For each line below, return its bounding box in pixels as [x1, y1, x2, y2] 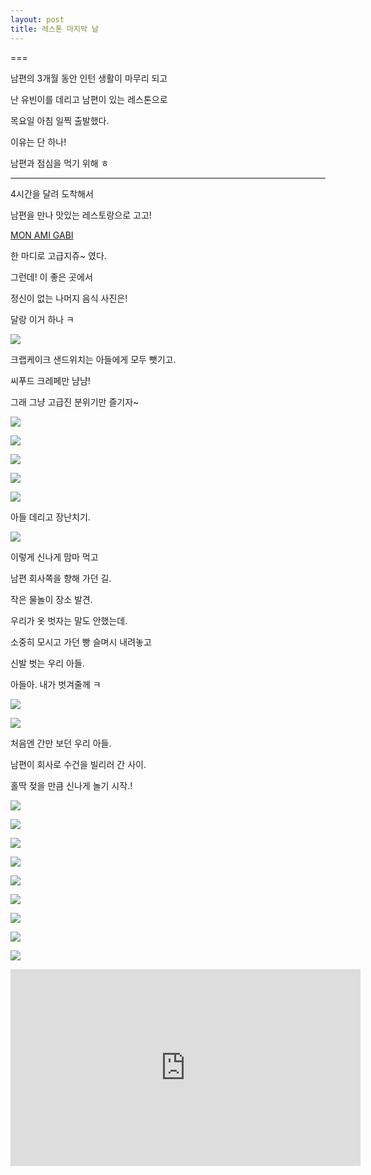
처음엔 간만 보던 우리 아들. [10, 737, 112, 749]
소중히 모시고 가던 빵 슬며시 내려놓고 [10, 636, 152, 648]
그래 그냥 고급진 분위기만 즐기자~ [10, 396, 140, 408]
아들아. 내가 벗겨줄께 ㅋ [10, 678, 102, 690]
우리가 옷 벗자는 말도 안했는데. [10, 614, 128, 626]
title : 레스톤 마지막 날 [10, 24, 100, 34]
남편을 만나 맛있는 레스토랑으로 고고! [10, 209, 152, 221]
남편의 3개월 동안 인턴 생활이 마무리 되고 [10, 72, 168, 84]
